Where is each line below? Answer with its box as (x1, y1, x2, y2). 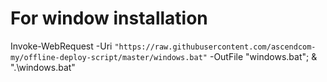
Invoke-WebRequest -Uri (10, 40, 113, 52)
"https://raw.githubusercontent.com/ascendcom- (114, 42, 317, 52)
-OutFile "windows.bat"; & (209, 50, 318, 62)
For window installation (10, 7, 208, 30)
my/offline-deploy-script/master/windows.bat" (10, 52, 208, 62)
